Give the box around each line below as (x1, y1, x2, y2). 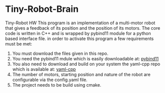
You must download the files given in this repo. (12, 50, 108, 56)
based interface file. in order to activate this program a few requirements (5, 36, 154, 42)
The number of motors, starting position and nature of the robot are (12, 71, 151, 77)
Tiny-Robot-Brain (5, 3, 79, 15)
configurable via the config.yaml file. (12, 77, 88, 83)
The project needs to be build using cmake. (12, 82, 101, 88)
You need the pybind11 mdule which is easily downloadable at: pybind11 (12, 55, 159, 61)
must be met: (5, 41, 32, 46)
